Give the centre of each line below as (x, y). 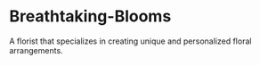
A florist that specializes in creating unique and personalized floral (130, 41)
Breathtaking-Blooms (90, 16)
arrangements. (37, 50)
